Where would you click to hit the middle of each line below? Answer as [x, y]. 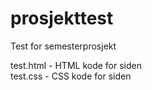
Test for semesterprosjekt [63, 46]
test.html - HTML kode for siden [76, 65]
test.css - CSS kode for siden [71, 76]
